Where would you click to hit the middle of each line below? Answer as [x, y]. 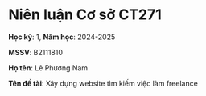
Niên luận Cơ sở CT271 [85, 15]
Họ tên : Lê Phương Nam [48, 68]
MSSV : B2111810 [35, 52]
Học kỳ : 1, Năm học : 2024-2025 [62, 37]
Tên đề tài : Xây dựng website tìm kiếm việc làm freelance [103, 83]
